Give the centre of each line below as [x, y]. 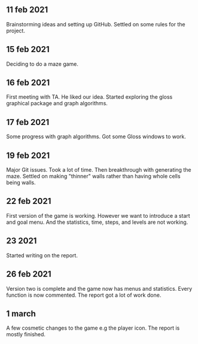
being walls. [21, 182]
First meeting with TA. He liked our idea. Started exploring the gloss [89, 97]
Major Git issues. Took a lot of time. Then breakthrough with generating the [99, 170]
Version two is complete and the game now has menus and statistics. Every [99, 288]
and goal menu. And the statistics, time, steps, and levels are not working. [97, 222]
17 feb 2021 [28, 122]
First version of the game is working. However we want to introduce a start [98, 215]
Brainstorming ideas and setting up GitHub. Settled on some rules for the [96, 24]
